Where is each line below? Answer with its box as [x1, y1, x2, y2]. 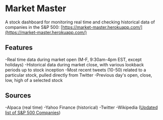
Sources [5, 91, 31, 100]
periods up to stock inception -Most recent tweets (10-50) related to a [5, 67, 146, 73]
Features [5, 43, 33, 52]
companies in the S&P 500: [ [5, 24, 63, 30]
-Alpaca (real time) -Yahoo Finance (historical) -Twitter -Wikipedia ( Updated [5, 104, 158, 110]
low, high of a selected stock [5, 77, 63, 83]
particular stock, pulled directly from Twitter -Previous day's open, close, [5, 72, 153, 78]
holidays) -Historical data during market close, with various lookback [5, 61, 144, 67]
